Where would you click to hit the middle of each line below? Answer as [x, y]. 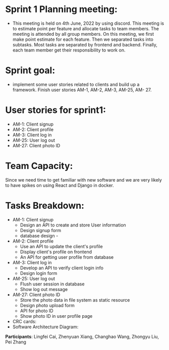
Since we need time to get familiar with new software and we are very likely [84, 180]
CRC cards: [24, 321]
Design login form [39, 273]
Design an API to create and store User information [73, 225]
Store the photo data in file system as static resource [75, 300]
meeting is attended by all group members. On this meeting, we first [83, 34]
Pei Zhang [16, 342]
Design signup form [41, 230]
